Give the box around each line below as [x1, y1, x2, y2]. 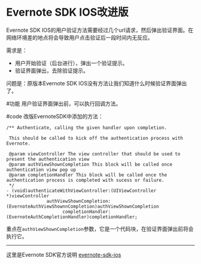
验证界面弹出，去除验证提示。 [14, 67, 89, 74]
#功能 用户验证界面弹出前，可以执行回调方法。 [6, 100, 121, 107]
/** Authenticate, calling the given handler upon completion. [6, 124, 167, 131]
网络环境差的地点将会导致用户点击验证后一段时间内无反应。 [6, 34, 153, 41]
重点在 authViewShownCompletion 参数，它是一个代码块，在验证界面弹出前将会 [6, 225, 194, 232]
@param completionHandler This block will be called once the [8, 172, 167, 178]
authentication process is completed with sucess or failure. [6, 177, 165, 183]
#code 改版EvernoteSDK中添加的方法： [6, 112, 103, 120]
